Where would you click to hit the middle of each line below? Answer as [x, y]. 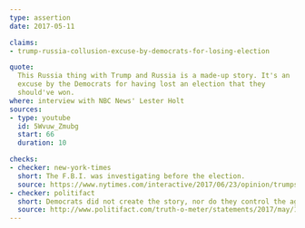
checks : [24, 159]
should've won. [46, 92]
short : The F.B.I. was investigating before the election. [132, 176]
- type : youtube [40, 118]
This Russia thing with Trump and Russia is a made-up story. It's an [154, 76]
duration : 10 [42, 143]
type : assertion [40, 18]
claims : [24, 43]
